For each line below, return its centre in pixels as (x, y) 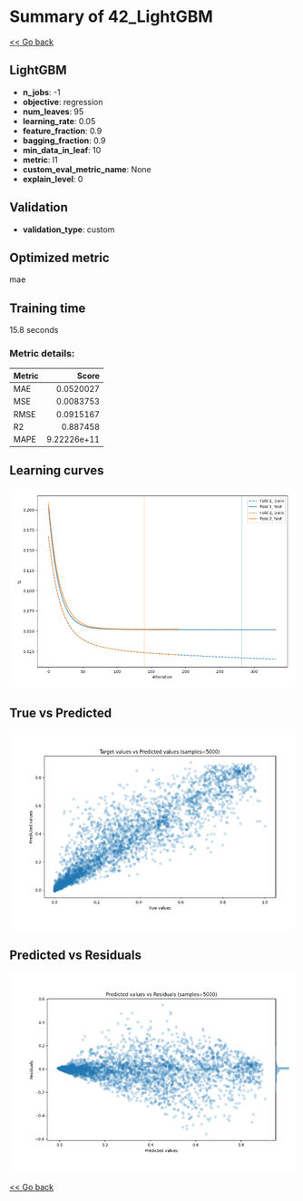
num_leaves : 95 (53, 112)
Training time (48, 308)
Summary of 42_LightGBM (111, 17)
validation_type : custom (68, 229)
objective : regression (63, 102)
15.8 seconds (34, 330)
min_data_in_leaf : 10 (62, 150)
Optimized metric (60, 257)
